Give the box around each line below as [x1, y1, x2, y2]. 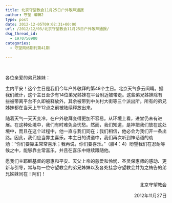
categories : [5, 41, 31, 46]
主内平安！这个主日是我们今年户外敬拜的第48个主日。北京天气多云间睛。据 [5, 85, 164, 91]
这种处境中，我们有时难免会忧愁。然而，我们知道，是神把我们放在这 [18, 121, 162, 128]
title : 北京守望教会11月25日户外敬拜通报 [5, 7, 84, 13]
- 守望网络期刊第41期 [10, 45, 50, 50]
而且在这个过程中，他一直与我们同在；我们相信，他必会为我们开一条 [18, 128, 162, 134]
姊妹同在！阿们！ [9, 170, 46, 176]
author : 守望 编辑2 [5, 12, 44, 17]
